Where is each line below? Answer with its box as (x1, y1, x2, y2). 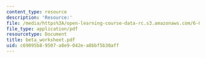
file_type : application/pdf (6, 25, 78, 32)
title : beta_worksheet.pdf (6, 37, 75, 43)
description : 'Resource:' (6, 14, 72, 21)
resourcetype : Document (6, 31, 67, 37)
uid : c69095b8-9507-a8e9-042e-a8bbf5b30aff (6, 43, 120, 49)
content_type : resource (6, 8, 67, 15)
